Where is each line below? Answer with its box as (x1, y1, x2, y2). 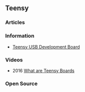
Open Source (5, 80, 38, 87)
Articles (5, 19, 25, 26)
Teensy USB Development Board (12, 43, 80, 49)
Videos (5, 56, 23, 63)
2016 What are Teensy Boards (12, 67, 75, 73)
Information (5, 32, 34, 39)
